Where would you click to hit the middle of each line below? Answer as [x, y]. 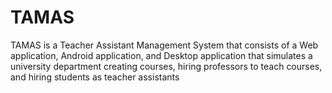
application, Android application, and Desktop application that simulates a [161, 55]
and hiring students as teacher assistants [95, 77]
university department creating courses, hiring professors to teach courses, [166, 66]
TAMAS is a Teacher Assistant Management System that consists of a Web [164, 45]
